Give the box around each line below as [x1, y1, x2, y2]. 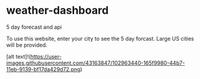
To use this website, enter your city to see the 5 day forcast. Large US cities [6, 35, 195, 42]
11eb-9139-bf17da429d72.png [6, 65, 81, 72]
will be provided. [6, 41, 48, 48]
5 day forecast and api [6, 23, 62, 31]
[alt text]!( [6, 53, 31, 60]
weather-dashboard [6, 4, 109, 17]
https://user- [30, 53, 62, 60]
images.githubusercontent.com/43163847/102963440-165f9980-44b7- [6, 59, 186, 66]
